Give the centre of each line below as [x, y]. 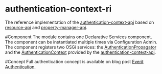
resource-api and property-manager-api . [46, 27]
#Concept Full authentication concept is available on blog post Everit [74, 61]
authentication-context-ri [58, 9]
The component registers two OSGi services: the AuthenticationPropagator [81, 47]
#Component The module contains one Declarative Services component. [79, 37]
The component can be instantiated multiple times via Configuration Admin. [81, 42]
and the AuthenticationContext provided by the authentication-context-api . [81, 52]
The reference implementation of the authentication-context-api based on [80, 22]
